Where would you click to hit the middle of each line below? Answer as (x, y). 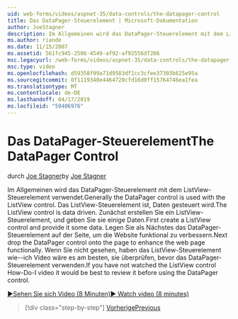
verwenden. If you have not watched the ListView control (134, 265)
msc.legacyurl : (30, 60)
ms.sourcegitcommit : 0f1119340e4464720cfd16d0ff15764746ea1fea (103, 80)
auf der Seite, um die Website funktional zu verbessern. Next (140, 235)
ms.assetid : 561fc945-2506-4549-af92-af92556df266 (84, 54)
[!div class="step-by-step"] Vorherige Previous (92, 307)
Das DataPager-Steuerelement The (111, 141)
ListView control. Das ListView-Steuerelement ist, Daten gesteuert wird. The (117, 205)
